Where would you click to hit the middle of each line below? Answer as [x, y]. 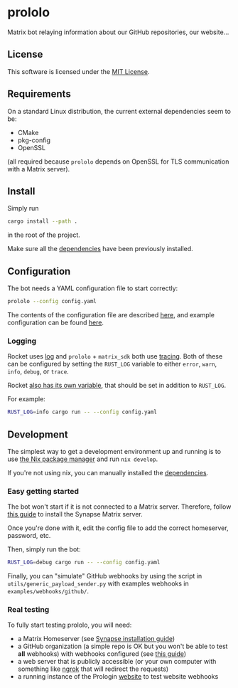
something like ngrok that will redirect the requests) [93, 669]
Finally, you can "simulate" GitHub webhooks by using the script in [105, 576]
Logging [22, 341]
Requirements [39, 94]
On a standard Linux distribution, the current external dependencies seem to [119, 111]
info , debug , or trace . [38, 371]
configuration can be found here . [56, 322]
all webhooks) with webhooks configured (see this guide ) [102, 654]
